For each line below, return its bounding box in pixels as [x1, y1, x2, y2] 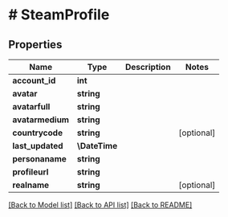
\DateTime [76, 141, 118, 151]
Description [124, 62, 171, 72]
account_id [12, 75, 56, 86]
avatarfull [12, 101, 51, 112]
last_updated [12, 141, 63, 151]
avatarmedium [12, 114, 70, 125]
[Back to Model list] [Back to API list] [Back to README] [8, 200, 193, 210]
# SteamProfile [8, 6, 110, 24]
